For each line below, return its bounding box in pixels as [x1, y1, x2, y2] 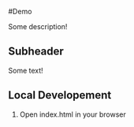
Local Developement [8, 88, 112, 102]
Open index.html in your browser [19, 110, 126, 119]
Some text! [8, 65, 43, 75]
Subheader [8, 45, 65, 58]
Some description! [8, 22, 68, 31]
